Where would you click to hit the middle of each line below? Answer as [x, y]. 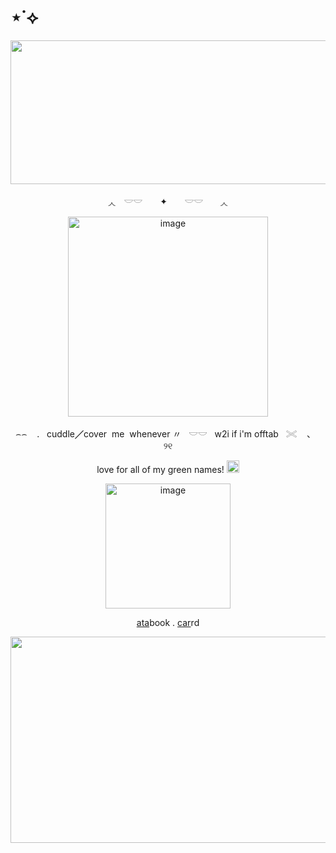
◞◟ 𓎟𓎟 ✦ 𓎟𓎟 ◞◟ [168, 201]
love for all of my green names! [160, 469]
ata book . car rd [168, 622]
